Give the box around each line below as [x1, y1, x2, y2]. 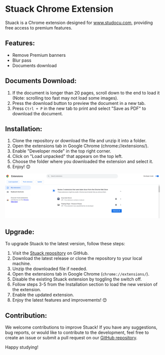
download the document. [12, 110, 63, 116]
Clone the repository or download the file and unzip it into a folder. [12, 138, 147, 144]
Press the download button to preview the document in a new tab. [12, 100, 146, 106]
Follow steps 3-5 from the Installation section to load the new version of [12, 281, 158, 287]
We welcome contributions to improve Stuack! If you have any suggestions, [5, 325, 158, 330]
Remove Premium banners [12, 52, 66, 58]
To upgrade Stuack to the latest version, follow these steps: [5, 241, 125, 247]
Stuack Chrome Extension [5, 3, 114, 15]
